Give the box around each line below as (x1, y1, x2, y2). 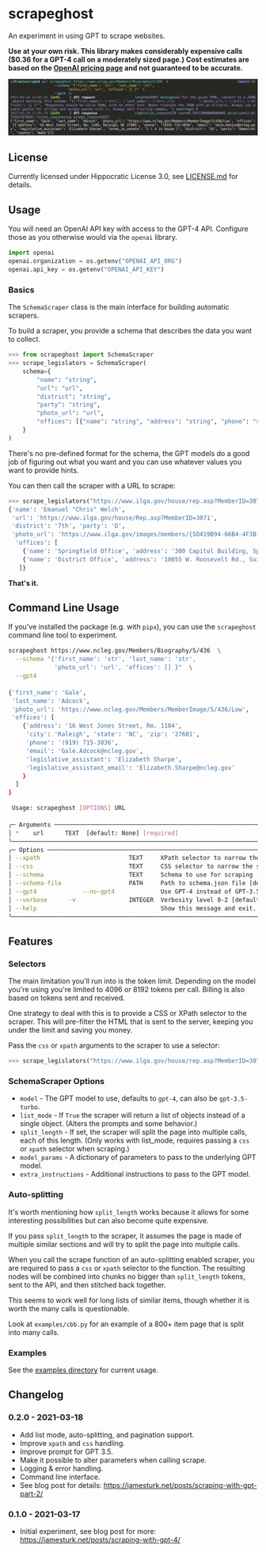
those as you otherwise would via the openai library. (8, 233, 178, 242)
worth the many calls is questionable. (8, 1303, 130, 1313)
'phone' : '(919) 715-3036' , (25, 739, 119, 747)
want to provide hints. (8, 465, 79, 475)
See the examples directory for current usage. (8, 1365, 159, 1375)
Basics (8, 284, 35, 295)
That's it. (8, 578, 39, 588)
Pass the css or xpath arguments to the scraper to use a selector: (8, 1040, 220, 1050)
